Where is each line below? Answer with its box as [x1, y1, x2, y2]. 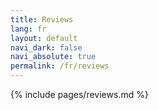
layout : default [10, 33, 78, 43]
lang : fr [10, 24, 47, 34]
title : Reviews [10, 14, 74, 25]
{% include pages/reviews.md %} [10, 89, 149, 100]
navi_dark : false [10, 42, 83, 53]
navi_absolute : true [10, 52, 97, 62]
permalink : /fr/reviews [10, 61, 110, 71]
